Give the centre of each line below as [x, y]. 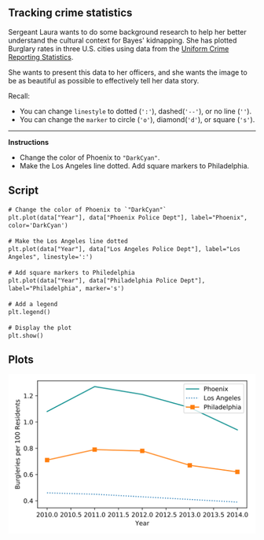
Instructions [29, 142]
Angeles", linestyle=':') [50, 257]
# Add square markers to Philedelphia [71, 272]
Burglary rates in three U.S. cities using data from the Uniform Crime [119, 48]
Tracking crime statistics [70, 13]
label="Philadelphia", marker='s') [66, 288]
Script [24, 191]
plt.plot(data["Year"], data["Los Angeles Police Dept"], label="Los [125, 249]
